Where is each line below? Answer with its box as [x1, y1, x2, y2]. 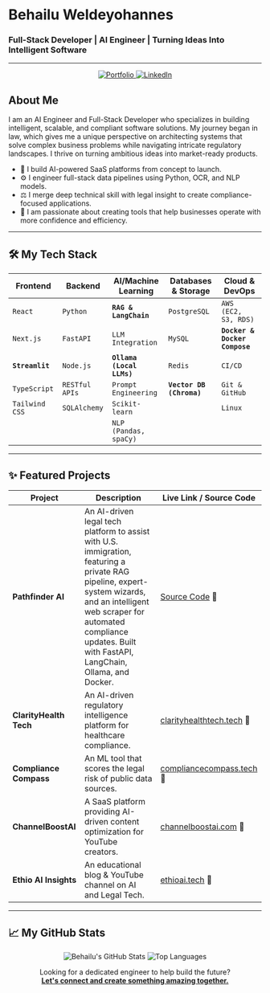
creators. [84, 846, 119, 857]
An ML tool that [84, 753, 142, 764]
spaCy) [112, 435, 137, 443]
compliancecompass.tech [160, 762, 258, 774]
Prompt [112, 380, 137, 390]
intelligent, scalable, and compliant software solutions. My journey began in [8, 123, 259, 133]
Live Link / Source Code [162, 492, 256, 503]
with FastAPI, [84, 646, 134, 657]
